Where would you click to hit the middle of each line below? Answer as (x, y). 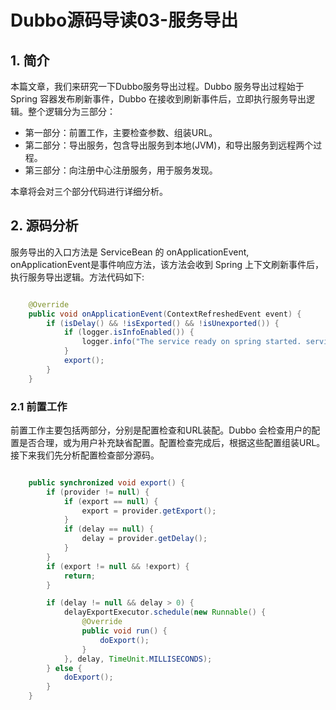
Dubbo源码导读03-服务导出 (124, 20)
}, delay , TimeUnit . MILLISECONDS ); (138, 659)
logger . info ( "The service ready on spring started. (191, 342)
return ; (80, 576)
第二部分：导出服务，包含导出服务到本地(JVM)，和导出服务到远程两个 (169, 145)
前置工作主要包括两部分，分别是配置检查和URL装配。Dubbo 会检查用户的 (161, 430)
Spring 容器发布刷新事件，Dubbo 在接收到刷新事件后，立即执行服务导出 (158, 99)
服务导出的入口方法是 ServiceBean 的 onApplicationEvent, (130, 252)
